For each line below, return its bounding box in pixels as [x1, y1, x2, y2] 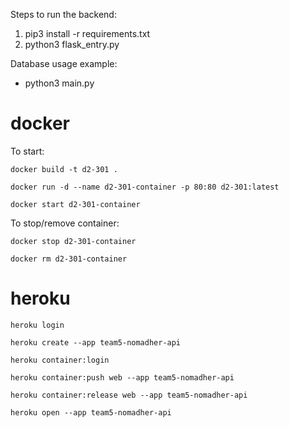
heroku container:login [10, 355, 110, 365]
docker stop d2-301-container [10, 236, 137, 246]
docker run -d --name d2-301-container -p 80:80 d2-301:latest [10, 182, 280, 192]
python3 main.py [24, 77, 95, 89]
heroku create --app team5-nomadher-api [10, 337, 182, 348]
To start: [10, 145, 45, 157]
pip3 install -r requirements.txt [24, 28, 151, 39]
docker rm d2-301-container [10, 254, 128, 264]
